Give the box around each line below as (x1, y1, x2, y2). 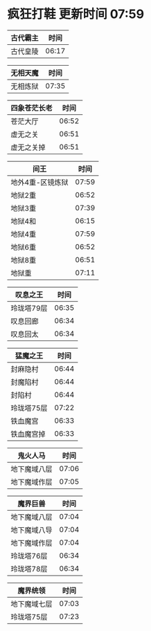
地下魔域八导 (10, 525, 53, 535)
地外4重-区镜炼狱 (10, 177, 69, 187)
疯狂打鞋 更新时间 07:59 (7, 6, 144, 22)
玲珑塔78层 (10, 564, 48, 574)
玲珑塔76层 (10, 551, 48, 560)
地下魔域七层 (10, 599, 53, 609)
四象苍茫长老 (10, 103, 53, 113)
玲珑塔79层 (10, 303, 48, 313)
